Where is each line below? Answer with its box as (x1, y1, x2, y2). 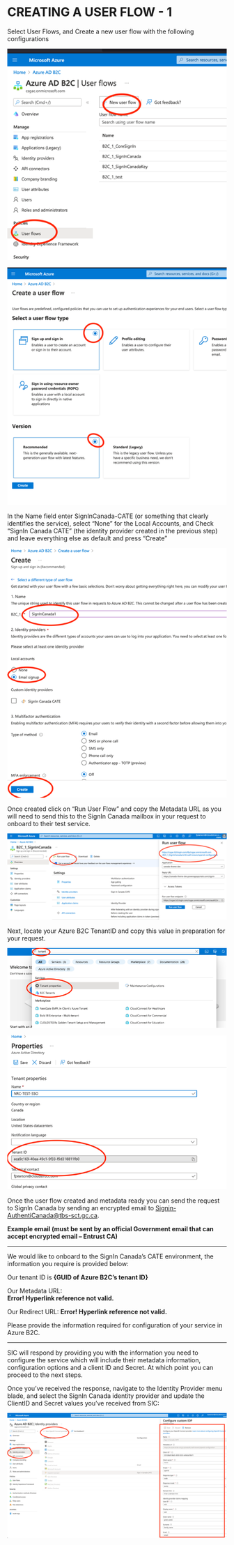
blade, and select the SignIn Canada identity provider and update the (7, 1392, 205, 1400)
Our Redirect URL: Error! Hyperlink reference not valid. (7, 1307, 167, 1316)
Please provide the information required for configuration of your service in (7, 1321, 223, 1329)
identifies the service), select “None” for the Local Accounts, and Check (7, 519, 214, 527)
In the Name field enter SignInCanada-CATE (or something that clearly (7, 512, 209, 520)
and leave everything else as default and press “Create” (7, 534, 168, 542)
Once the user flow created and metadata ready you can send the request (7, 1196, 220, 1205)
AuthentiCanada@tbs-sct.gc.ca (7, 1211, 97, 1219)
